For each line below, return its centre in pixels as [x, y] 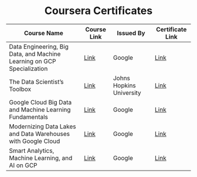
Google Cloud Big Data [40, 102]
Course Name [43, 33]
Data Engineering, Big [39, 46]
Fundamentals [29, 117]
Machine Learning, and [41, 158]
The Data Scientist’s [36, 81]
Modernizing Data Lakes [43, 126]
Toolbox [20, 89]
